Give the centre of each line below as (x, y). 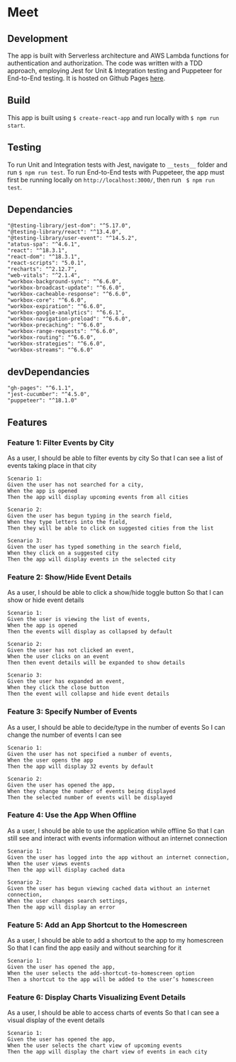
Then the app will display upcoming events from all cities (98, 497)
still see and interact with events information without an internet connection (118, 838)
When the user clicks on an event (58, 657)
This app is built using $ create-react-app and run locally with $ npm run (113, 117)
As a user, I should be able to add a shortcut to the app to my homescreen (116, 941)
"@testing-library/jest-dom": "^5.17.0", (69, 226)
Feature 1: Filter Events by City (61, 442)
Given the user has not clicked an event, (71, 650)
